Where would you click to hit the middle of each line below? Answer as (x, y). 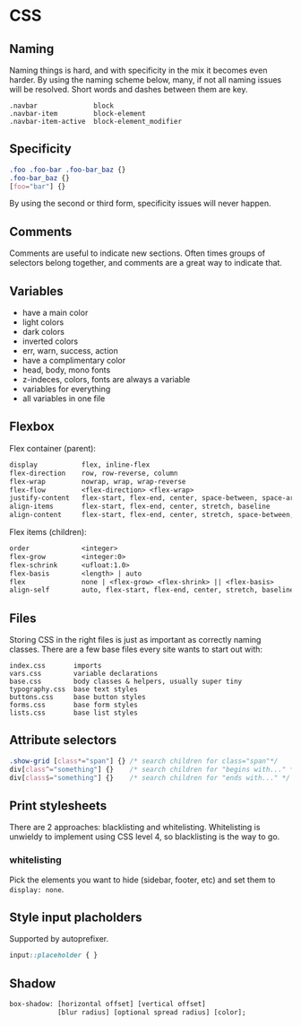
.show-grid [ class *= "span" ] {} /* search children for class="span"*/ (144, 761)
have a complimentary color (74, 361)
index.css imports (56, 666)
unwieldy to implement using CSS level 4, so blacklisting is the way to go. (145, 837)
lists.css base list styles (74, 713)
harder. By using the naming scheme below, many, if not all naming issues (146, 80)
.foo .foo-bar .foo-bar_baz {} (68, 170)
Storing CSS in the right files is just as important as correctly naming (135, 640)
